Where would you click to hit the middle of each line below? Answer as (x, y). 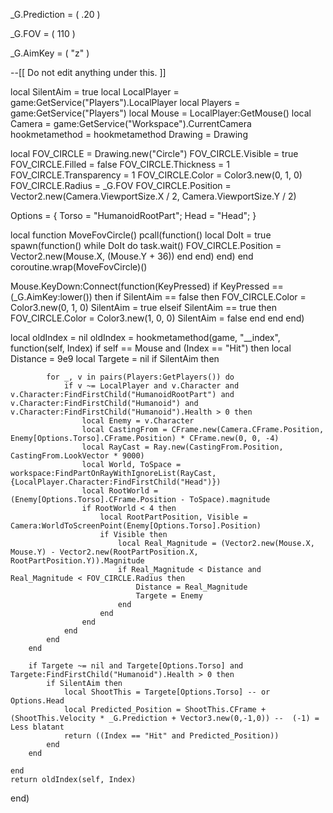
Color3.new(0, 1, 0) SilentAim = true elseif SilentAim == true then (144, 307)
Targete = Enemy (169, 596)
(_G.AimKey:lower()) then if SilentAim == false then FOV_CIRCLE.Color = (158, 297)
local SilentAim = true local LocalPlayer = (95, 92)
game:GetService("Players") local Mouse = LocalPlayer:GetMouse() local (161, 113)
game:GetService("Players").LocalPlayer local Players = (125, 102)
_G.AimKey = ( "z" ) (50, 53)
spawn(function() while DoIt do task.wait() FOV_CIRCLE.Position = (146, 245)
